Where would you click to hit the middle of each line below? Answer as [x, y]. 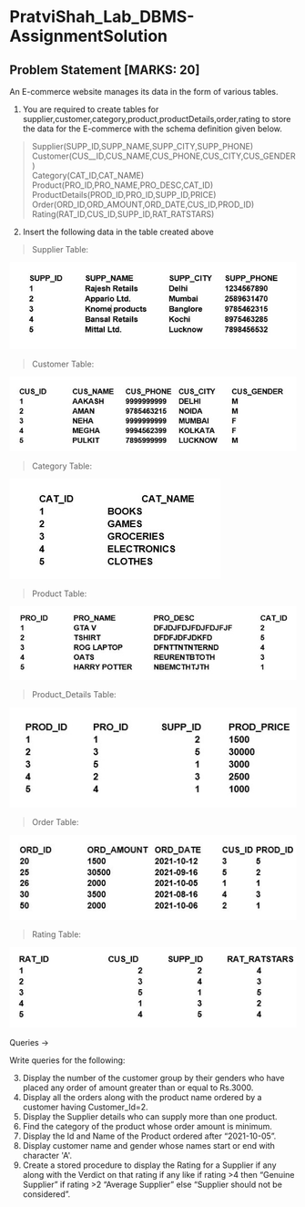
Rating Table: [56, 934]
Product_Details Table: [74, 694]
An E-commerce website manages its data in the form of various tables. [144, 92]
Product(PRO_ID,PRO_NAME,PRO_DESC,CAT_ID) [122, 185]
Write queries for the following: [67, 1060]
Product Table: [59, 593]
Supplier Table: [60, 249]
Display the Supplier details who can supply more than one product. [150, 1117]
